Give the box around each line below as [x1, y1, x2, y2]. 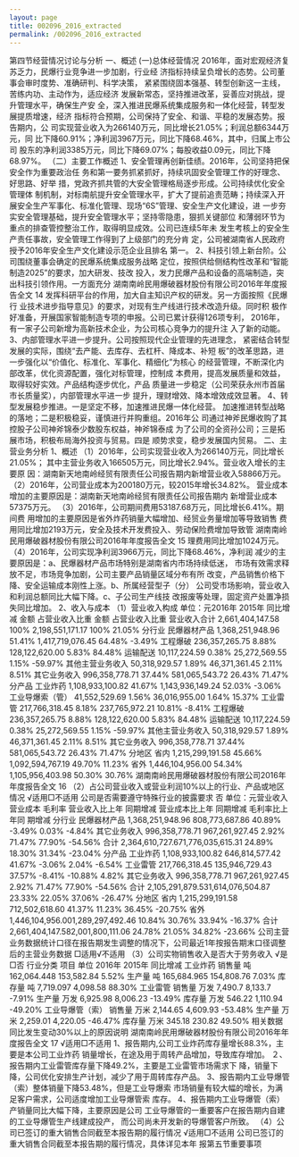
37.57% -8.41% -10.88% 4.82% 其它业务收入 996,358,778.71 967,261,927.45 [9, 870, 290, 881]
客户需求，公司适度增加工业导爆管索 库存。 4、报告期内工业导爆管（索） [16, 1094, 285, 1104]
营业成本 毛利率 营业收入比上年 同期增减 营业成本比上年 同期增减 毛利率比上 [9, 803, 288, 814]
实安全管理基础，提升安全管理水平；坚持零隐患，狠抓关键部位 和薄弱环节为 [9, 212, 286, 222]
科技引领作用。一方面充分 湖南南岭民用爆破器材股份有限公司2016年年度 [16, 279, 279, 289]
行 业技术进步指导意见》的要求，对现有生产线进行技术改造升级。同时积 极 [9, 301, 279, 312]
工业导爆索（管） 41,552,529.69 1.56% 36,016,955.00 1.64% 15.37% [9, 692, 260, 702]
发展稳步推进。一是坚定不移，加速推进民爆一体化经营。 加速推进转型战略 [16, 401, 286, 412]
